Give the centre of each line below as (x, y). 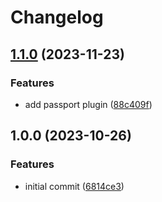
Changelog (57, 17)
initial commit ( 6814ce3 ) (74, 186)
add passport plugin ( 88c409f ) (88, 104)
